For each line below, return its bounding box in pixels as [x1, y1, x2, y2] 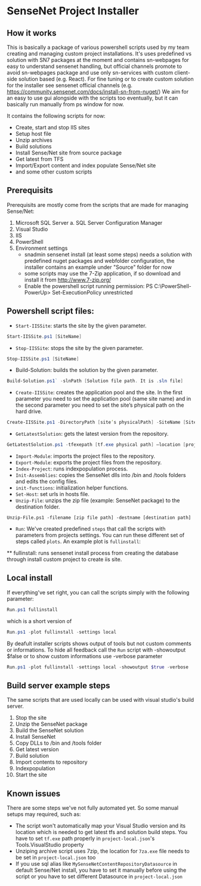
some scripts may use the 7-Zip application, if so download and [24, 269, 181, 277]
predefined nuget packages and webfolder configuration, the [24, 257, 175, 264]
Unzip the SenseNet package [15, 720, 88, 728]
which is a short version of [7, 617, 72, 624]
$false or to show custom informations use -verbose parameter [7, 652, 163, 659]
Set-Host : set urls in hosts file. [15, 491, 90, 497]
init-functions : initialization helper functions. [15, 484, 129, 491]
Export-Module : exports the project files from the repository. [15, 459, 162, 466]
